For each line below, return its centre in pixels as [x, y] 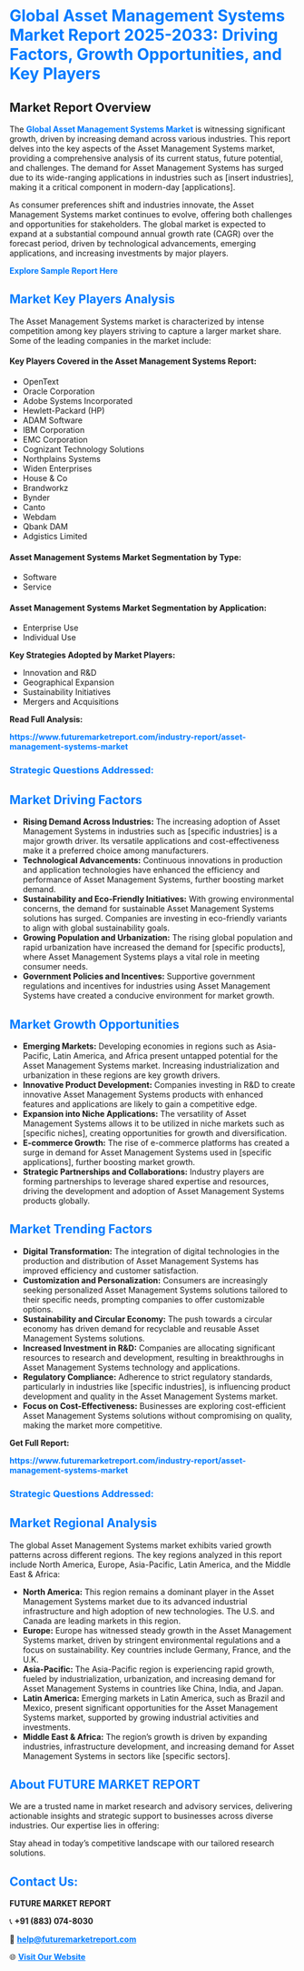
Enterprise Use [50, 628]
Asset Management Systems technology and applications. [131, 1367]
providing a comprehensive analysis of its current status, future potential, [146, 158]
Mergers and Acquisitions [71, 702]
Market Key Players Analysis [92, 300]
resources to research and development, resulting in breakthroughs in [153, 1357]
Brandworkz [45, 488]
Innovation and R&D [59, 673]
